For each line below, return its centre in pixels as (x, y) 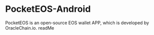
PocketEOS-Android (48, 9)
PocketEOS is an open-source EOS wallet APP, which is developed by (77, 23)
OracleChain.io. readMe (30, 28)
